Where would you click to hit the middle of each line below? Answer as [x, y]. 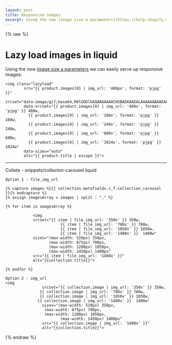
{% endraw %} [21, 337]
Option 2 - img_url [26, 279]
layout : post [19, 10]
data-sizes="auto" [43, 151]
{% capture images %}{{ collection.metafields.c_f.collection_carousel [83, 189]
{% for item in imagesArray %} [39, 207]
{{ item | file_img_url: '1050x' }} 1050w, [107, 229]
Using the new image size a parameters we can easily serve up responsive [84, 69]
